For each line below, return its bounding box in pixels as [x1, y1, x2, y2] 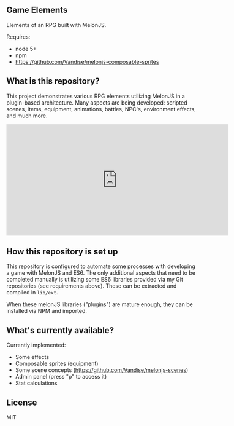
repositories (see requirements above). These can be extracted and [6, 282, 177, 290]
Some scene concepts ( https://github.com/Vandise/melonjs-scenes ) [15, 366, 189, 374]
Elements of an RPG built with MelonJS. [6, 21, 107, 28]
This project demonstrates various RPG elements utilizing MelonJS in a [6, 92, 185, 100]
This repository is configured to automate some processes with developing [6, 262, 196, 270]
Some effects [15, 353, 50, 361]
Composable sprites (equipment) [15, 360, 99, 368]
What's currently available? [6, 325, 115, 336]
